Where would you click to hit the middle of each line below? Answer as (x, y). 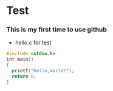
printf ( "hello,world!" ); (43, 71)
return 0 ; (24, 76)
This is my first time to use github (57, 30)
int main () (20, 59)
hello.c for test (33, 42)
